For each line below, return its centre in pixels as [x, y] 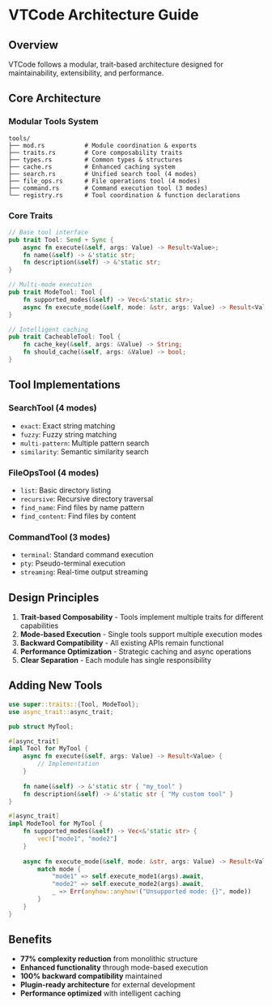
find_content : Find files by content [78, 516]
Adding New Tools [55, 686]
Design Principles [54, 598]
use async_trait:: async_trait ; [61, 712]
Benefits [30, 940]
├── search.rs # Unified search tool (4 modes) [103, 174]
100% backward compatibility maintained [91, 976]
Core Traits [31, 215]
